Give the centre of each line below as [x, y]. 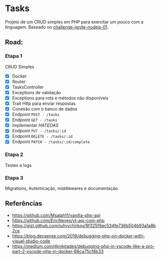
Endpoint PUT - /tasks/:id [39, 131]
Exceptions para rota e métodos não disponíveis [60, 98]
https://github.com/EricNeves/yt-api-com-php [58, 220]
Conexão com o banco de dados [45, 109]
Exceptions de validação [37, 92]
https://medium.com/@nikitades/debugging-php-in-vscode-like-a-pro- [83, 246]
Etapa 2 [14, 155]
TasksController [28, 87]
